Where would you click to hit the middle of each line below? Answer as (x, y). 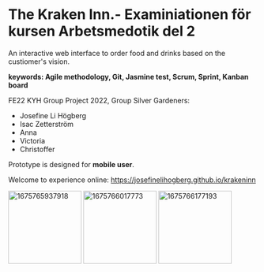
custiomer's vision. (39, 61)
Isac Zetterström (46, 124)
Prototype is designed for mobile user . (71, 164)
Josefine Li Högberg (53, 115)
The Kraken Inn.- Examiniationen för (130, 15)
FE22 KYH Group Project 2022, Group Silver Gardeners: (99, 100)
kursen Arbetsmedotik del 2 (102, 31)
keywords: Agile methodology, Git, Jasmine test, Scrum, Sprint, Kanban (128, 76)
